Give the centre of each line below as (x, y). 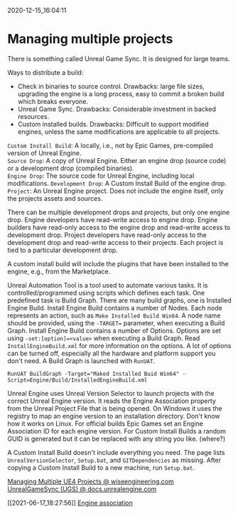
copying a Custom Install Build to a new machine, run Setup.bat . (101, 467)
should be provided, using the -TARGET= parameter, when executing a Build (116, 322)
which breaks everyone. (53, 101)
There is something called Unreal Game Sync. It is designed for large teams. (119, 58)
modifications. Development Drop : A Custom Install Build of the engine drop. (117, 183)
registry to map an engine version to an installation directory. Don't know (114, 416)
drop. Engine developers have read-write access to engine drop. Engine (113, 219)
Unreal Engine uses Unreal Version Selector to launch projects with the (111, 393)
